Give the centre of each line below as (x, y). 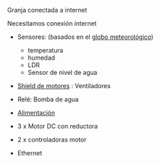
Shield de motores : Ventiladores (64, 86)
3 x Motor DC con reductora (57, 126)
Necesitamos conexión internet (52, 23)
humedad (41, 58)
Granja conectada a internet (47, 10)
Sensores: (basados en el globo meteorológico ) (85, 37)
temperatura (46, 50)
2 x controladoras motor (52, 139)
